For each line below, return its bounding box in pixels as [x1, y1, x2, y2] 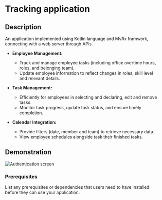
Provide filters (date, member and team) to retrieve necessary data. [19, 129, 155, 135]
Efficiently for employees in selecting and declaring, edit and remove [19, 94, 157, 100]
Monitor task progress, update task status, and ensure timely [19, 105, 142, 110]
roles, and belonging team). [19, 65, 75, 71]
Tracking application [5, 3, 90, 15]
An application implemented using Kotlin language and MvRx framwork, [5, 36, 148, 41]
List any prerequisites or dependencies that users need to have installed [5, 184, 150, 190]
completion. [19, 110, 44, 116]
